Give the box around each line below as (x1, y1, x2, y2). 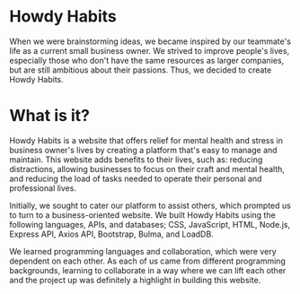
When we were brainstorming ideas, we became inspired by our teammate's (9, 36, 292, 47)
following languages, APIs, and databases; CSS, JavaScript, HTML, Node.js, (9, 219, 290, 229)
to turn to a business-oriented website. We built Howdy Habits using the (9, 209, 276, 220)
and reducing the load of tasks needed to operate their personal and (9, 173, 262, 184)
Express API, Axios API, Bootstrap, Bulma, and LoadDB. (9, 229, 214, 239)
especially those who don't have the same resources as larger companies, (9, 55, 285, 65)
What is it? (9, 106, 91, 126)
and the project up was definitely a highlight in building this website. (9, 274, 261, 285)
